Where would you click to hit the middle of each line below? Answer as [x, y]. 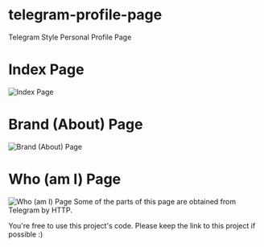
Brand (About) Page [76, 124]
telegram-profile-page [85, 15]
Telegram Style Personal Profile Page [70, 37]
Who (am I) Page [65, 179]
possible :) [26, 234]
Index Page [46, 70]
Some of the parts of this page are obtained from [155, 201]
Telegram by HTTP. [40, 210]
